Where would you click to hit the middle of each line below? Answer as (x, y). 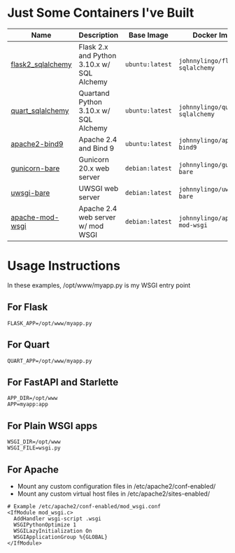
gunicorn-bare (35, 168)
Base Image (149, 35)
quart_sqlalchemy (40, 110)
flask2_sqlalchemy (41, 64)
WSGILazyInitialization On (53, 531)
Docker (205, 35)
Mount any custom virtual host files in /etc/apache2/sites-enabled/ (114, 494)
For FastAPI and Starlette (63, 382)
